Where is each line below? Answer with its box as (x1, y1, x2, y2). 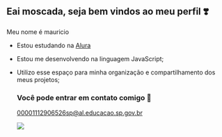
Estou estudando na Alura (16, 41, 91, 49)
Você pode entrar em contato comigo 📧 (16, 92, 152, 102)
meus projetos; (16, 75, 60, 83)
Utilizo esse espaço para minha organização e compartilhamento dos (16, 68, 216, 76)
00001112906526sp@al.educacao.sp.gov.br (16, 108, 143, 117)
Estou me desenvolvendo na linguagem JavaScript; (16, 54, 164, 63)
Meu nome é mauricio (6, 27, 70, 36)
